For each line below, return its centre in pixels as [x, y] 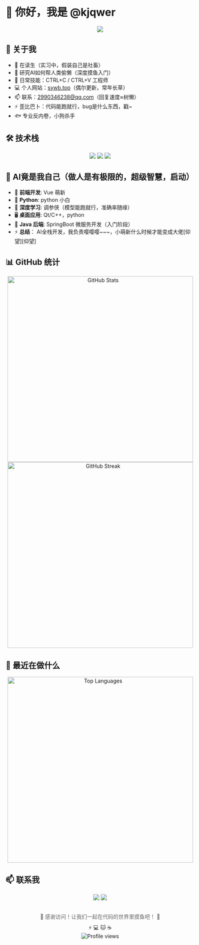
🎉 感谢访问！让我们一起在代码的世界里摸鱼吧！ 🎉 [100, 916]
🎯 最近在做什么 [33, 665]
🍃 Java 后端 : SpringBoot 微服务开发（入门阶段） [74, 224]
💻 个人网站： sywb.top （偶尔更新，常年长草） [71, 87]
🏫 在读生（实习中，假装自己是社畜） [59, 65]
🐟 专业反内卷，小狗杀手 [45, 115]
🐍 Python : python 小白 [42, 200]
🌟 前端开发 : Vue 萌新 [40, 192]
